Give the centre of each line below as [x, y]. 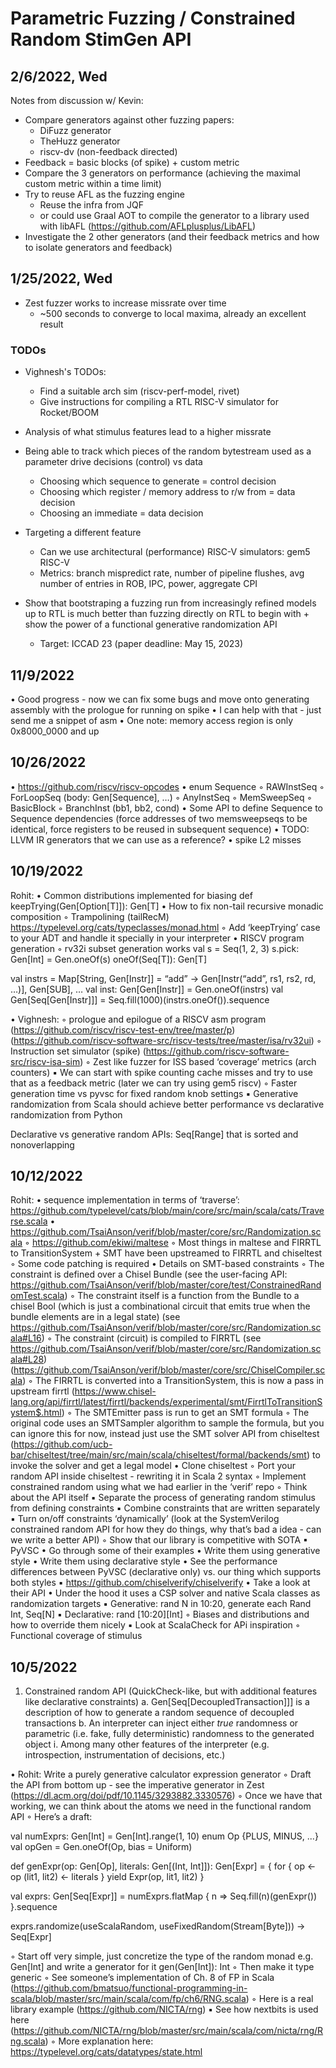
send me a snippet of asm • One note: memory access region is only [152, 720]
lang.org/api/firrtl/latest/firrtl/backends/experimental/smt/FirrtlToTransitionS [166, 1402]
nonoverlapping [42, 1144]
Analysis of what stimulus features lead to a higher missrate [148, 432]
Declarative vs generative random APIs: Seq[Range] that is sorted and [154, 1134]
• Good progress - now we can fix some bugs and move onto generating [160, 699]
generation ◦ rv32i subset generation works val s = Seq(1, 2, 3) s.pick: [155, 948]
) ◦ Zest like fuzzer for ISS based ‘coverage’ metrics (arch [198, 1061]
